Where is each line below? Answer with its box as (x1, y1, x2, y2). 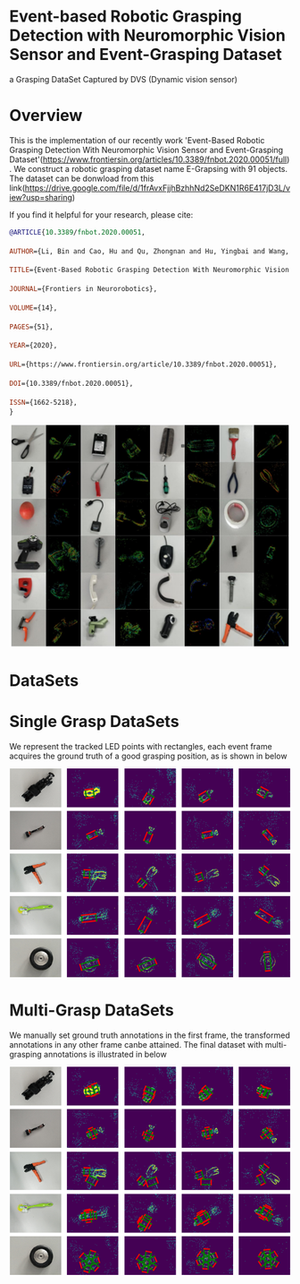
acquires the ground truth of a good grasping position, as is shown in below (9, 750, 287, 762)
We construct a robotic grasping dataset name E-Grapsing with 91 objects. (12, 163, 288, 174)
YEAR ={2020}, (9, 341, 58, 350)
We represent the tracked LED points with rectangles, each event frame (9, 741, 272, 752)
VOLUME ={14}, (9, 303, 58, 312)
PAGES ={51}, (9, 322, 54, 331)
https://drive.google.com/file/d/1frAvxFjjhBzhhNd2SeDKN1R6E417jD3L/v (24, 182, 291, 193)
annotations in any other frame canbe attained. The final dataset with (9, 1039, 263, 1049)
